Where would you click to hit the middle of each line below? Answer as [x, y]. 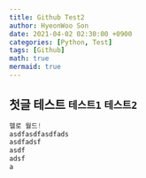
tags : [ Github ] [37, 50]
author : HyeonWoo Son [49, 26]
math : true [29, 58]
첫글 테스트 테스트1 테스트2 [73, 105]
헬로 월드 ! [26, 126]
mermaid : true [35, 67]
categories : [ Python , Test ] [61, 42]
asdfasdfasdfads [39, 134]
